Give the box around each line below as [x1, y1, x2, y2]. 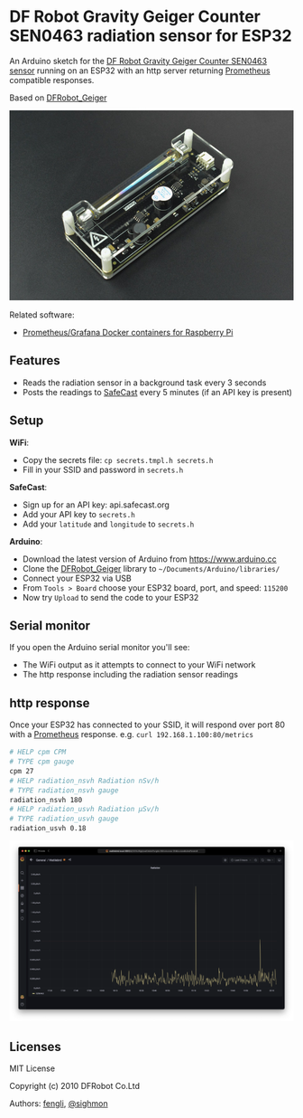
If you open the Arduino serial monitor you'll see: [9, 642, 190, 653]
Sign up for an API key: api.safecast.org [22, 499, 170, 510]
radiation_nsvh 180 [9, 795, 83, 804]
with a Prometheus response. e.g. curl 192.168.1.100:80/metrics [9, 729, 254, 740]
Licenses [9, 1038, 61, 1055]
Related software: [9, 309, 75, 320]
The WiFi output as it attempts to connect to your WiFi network [22, 659, 256, 670]
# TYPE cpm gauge [9, 757, 75, 766]
